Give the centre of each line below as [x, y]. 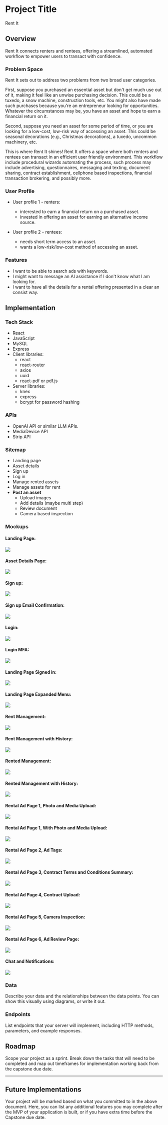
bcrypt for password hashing [50, 402]
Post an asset [27, 492]
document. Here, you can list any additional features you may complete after [84, 1107]
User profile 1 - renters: [36, 202]
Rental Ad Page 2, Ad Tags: [34, 850]
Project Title [31, 9]
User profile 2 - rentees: [37, 232]
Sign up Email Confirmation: [35, 605]
